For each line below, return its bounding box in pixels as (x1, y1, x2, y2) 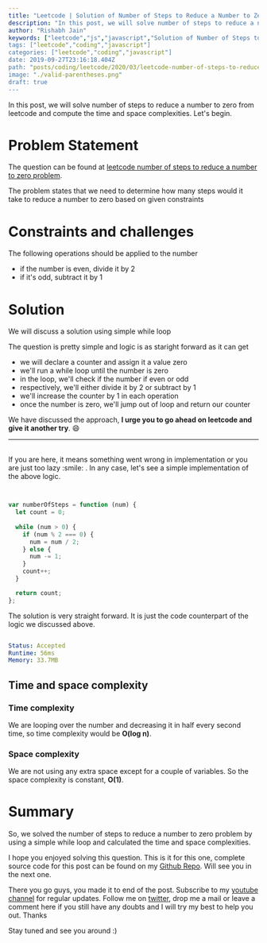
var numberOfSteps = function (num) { (8, 501, 137, 509)
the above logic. (8, 472, 61, 481)
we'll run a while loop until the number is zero (19, 366, 169, 376)
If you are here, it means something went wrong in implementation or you (8, 454, 248, 465)
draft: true (8, 78, 48, 86)
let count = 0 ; (15, 508, 66, 516)
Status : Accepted (8, 641, 66, 650)
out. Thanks (8, 910, 48, 920)
